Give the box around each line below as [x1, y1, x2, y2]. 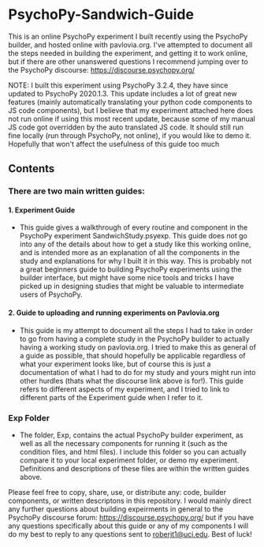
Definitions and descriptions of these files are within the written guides [19, 463, 250, 473]
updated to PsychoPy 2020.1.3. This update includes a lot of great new [8, 88, 238, 98]
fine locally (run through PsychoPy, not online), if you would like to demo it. [8, 130, 252, 140]
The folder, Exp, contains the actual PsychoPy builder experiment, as [19, 430, 244, 440]
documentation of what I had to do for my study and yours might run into [19, 367, 256, 377]
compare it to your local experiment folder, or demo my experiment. [19, 455, 240, 465]
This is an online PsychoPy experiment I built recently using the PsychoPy [8, 32, 248, 41]
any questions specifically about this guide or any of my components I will [8, 521, 249, 530]
